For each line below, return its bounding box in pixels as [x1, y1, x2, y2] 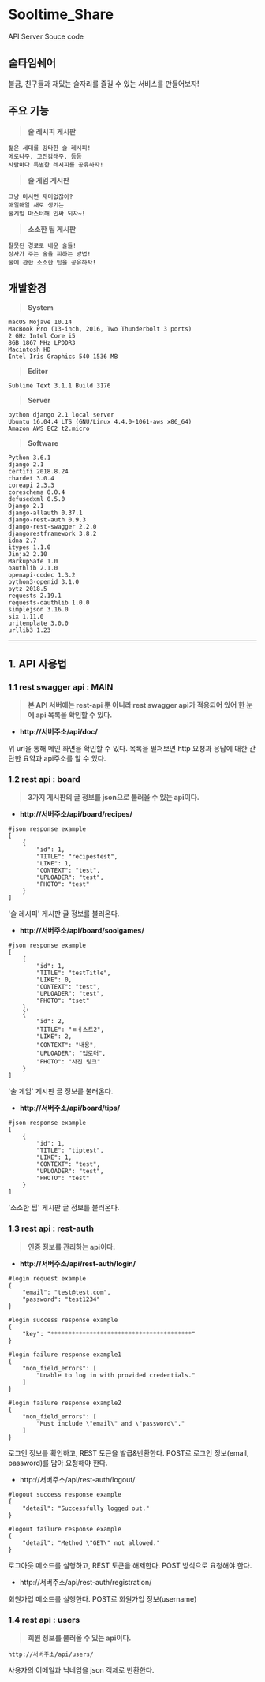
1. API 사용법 [8, 657, 67, 671]
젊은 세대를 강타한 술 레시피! [8, 144, 91, 151]
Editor [27, 367, 49, 376]
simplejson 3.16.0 [8, 606, 69, 614]
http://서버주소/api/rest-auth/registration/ [19, 1577, 152, 1587]
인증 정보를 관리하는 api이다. [27, 1242, 116, 1251]
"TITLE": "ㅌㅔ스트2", [36, 1026, 105, 1034]
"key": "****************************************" [22, 1329, 196, 1338]
